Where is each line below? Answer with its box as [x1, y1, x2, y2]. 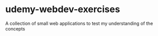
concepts [5, 25, 26, 31]
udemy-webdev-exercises [5, 4, 121, 15]
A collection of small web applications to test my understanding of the [5, 20, 153, 26]
